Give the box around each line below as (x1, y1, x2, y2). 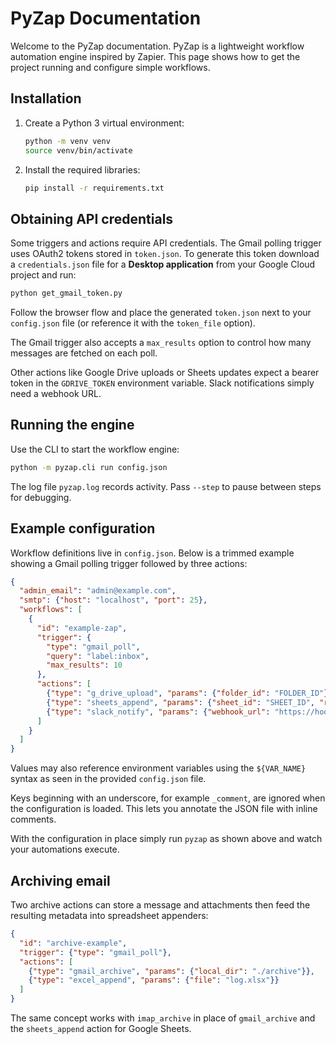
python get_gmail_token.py (10, 288, 123, 299)
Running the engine (10, 417, 135, 434)
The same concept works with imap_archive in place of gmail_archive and (10, 1012, 316, 1024)
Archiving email (10, 872, 111, 889)
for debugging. (10, 491, 72, 503)
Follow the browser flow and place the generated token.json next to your (10, 307, 312, 319)
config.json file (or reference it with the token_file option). (10, 317, 256, 329)
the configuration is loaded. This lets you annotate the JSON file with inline (10, 803, 318, 815)
